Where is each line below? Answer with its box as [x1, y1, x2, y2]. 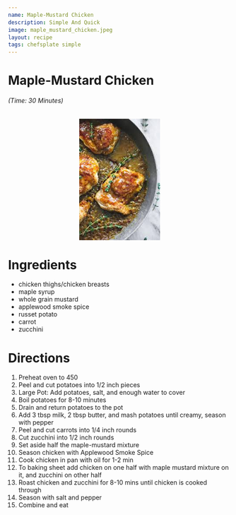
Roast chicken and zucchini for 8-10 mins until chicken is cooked [18, 478, 208, 487]
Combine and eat [18, 501, 69, 509]
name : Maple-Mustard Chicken [8, 11, 94, 18]
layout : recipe [8, 34, 53, 41]
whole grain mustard [18, 295, 78, 304]
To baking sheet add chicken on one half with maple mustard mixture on [18, 463, 229, 472]
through [18, 486, 42, 495]
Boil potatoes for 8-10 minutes [18, 396, 107, 404]
